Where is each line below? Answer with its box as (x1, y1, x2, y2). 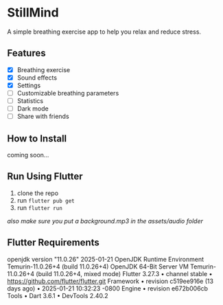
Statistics (16, 97, 43, 104)
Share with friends (16, 112, 70, 121)
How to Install (7, 133, 67, 144)
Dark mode (16, 104, 49, 113)
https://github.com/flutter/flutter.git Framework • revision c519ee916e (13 (7, 277, 214, 285)
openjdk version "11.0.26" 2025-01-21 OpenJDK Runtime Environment (7, 255, 204, 263)
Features (7, 47, 46, 59)
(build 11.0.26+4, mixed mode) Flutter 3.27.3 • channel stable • (36, 269, 213, 278)
